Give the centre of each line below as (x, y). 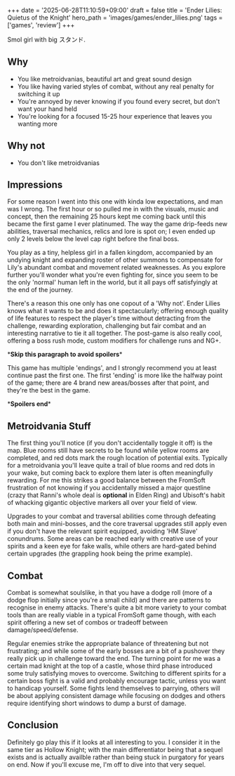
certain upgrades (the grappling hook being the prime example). (100, 553)
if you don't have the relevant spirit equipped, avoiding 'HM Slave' (102, 531)
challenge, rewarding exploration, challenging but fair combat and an (107, 326)
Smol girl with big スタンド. (46, 39)
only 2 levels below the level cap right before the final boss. (93, 239)
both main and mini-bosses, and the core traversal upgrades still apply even (117, 524)
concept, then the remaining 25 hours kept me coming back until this (107, 216)
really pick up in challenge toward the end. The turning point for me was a (114, 659)
